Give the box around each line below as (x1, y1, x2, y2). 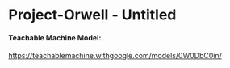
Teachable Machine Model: (8, 32, 102, 42)
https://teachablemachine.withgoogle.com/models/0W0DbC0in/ (8, 51, 222, 61)
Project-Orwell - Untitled (8, 6, 177, 24)
